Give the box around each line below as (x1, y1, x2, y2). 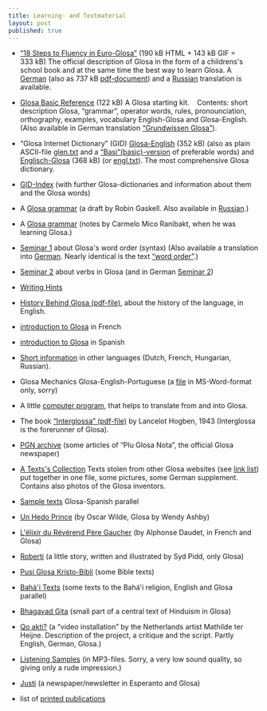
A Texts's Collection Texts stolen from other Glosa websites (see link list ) (19, 464, 259, 474)
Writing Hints (19, 283, 63, 292)
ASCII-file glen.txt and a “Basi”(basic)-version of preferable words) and (19, 147, 254, 157)
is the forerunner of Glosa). (19, 425, 109, 435)
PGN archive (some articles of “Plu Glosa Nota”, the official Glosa (19, 440, 234, 450)
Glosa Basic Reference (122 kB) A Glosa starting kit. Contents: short (19, 97, 249, 108)
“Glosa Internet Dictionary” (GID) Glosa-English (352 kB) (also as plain (19, 139, 251, 149)
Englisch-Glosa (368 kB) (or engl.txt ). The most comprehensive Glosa (19, 156, 249, 165)
